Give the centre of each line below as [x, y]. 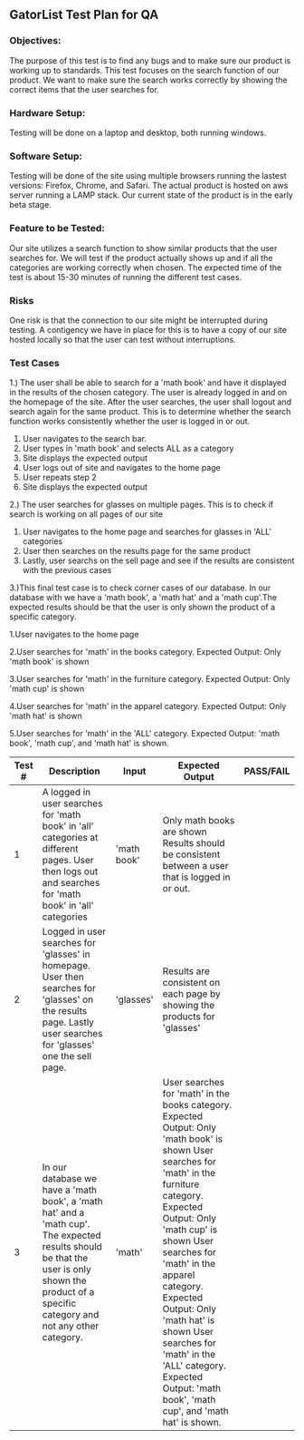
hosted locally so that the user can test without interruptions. [123, 339]
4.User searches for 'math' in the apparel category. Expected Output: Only [148, 706]
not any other [71, 1326]
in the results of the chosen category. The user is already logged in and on [148, 393]
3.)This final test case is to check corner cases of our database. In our [140, 588]
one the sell [67, 1056]
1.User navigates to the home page [74, 635]
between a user [195, 866]
